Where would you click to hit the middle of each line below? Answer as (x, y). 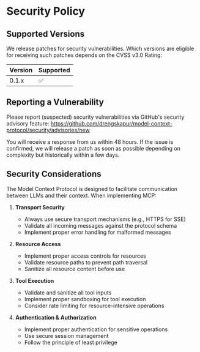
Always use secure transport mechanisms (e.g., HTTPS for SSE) (105, 219)
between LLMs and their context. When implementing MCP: (82, 195)
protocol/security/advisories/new (48, 130)
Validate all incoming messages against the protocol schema (101, 225)
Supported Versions (45, 34)
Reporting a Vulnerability (55, 102)
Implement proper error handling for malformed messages (98, 232)
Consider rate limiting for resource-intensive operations (94, 305)
